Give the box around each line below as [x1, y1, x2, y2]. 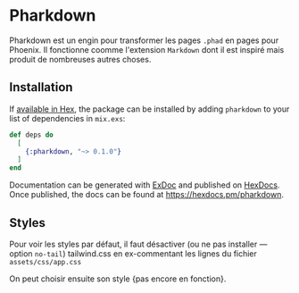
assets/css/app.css [9, 257, 82, 266]
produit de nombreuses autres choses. [9, 54, 152, 64]
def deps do [9, 130, 54, 139]
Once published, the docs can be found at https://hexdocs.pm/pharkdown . [9, 189, 284, 200]
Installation [9, 80, 73, 95]
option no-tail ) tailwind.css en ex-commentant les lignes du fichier [9, 247, 257, 259]
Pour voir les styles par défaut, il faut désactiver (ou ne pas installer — [9, 239, 268, 249]
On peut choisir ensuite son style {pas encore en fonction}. [9, 273, 227, 284]
